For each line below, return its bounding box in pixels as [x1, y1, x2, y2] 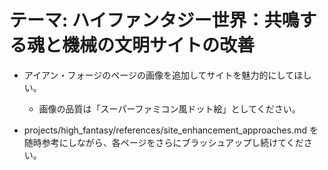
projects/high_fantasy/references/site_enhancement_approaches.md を [23, 124, 319, 136]
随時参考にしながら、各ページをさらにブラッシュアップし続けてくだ [23, 136, 304, 148]
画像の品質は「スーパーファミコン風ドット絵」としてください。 [38, 102, 301, 115]
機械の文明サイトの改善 [62, 34, 256, 57]
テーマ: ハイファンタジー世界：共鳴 [9, 9, 300, 32]
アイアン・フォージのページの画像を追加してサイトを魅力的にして [23, 69, 295, 81]
